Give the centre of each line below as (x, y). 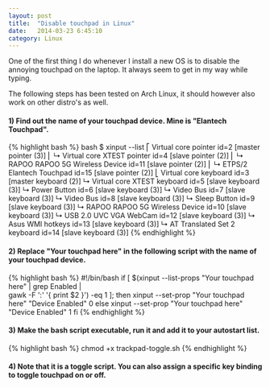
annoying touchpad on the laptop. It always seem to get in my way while (128, 70)
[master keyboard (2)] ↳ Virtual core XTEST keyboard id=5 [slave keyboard (134, 181)
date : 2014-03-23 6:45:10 (56, 31)
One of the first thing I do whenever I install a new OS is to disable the (124, 61)
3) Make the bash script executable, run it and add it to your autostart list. (134, 330)
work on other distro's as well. (58, 102)
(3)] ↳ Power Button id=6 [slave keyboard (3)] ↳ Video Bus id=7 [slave (127, 190)
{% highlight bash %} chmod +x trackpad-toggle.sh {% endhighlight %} (128, 348)
